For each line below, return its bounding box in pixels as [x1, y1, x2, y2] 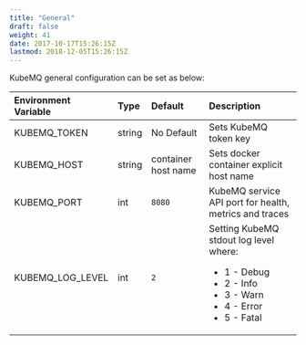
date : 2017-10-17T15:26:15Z [9, 38, 117, 48]
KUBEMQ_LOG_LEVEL [14, 271, 109, 284]
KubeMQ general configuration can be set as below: [9, 72, 205, 83]
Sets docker [209, 147, 261, 160]
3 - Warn [224, 288, 264, 301]
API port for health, [209, 196, 290, 209]
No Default [151, 127, 198, 140]
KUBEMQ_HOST [14, 159, 84, 172]
